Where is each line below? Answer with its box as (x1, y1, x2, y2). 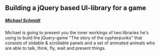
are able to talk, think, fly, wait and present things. (5, 45, 106, 51)
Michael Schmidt (5, 17, 41, 23)
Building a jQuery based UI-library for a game (5, 4, 146, 12)
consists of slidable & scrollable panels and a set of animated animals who (5, 40, 156, 46)
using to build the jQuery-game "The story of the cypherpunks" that (5, 35, 142, 41)
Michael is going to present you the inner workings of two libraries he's (5, 30, 149, 36)
